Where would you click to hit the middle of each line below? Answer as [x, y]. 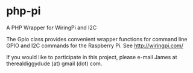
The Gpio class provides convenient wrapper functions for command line [97, 39]
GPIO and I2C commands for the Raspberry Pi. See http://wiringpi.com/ [95, 45]
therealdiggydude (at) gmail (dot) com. [54, 63]
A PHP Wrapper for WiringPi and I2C [52, 28]
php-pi [24, 11]
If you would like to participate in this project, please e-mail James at [92, 57]
